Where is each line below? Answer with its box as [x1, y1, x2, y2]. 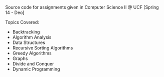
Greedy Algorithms [12, 50, 52, 56]
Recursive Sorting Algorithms [12, 45, 73, 50]
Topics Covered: [5, 19, 39, 25]
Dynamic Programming [12, 66, 60, 72]
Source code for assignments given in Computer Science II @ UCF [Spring [5, 4, 159, 10]
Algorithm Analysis [12, 34, 52, 40]
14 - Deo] [5, 9, 25, 15]
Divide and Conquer [12, 61, 54, 66]
